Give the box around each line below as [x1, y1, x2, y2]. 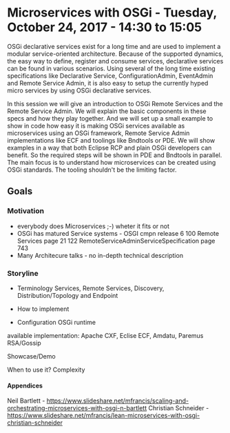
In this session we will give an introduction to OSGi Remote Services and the [7, 99, 224, 108]
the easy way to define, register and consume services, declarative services [7, 57, 224, 65]
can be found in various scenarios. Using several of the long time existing [7, 64, 216, 72]
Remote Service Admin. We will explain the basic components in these [7, 107, 207, 115]
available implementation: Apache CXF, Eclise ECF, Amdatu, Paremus [7, 331, 204, 339]
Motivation [7, 206, 45, 216]
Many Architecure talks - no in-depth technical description [17, 251, 184, 259]
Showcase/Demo [7, 352, 56, 360]
